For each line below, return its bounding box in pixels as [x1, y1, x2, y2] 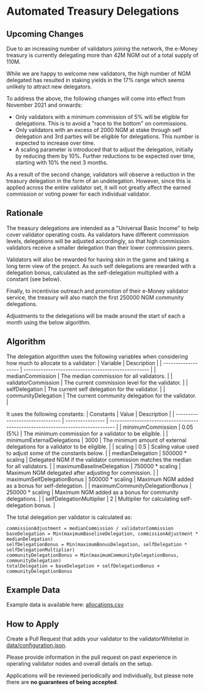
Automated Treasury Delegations [6, 4, 179, 18]
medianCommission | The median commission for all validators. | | [6, 372, 173, 380]
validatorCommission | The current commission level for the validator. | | [6, 379, 188, 386]
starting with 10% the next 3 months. [15, 159, 108, 166]
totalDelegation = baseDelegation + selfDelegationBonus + [6, 563, 160, 569]
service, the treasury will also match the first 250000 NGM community [6, 293, 184, 301]
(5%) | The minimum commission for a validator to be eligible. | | [6, 429, 168, 437]
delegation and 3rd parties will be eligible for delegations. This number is [15, 133, 199, 140]
